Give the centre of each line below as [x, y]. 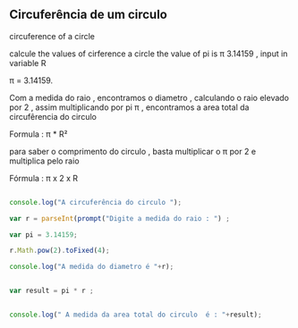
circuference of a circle [52, 36]
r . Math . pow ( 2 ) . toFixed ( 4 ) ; [60, 251]
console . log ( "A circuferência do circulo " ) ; [95, 202]
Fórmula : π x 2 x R [44, 178]
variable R [28, 63]
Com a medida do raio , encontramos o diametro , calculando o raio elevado [149, 97]
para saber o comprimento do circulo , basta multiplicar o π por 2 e [133, 151]
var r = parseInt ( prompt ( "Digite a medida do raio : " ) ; [119, 218]
